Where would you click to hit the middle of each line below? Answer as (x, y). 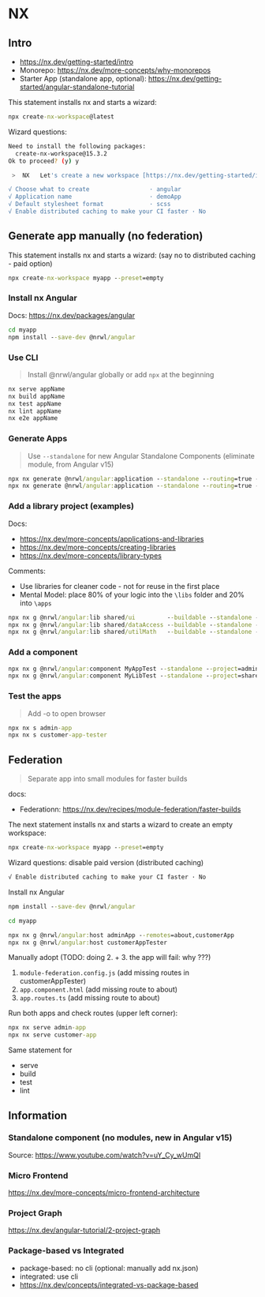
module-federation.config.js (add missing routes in (105, 973)
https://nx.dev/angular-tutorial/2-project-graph (84, 1230)
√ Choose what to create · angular (95, 189)
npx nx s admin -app (40, 728)
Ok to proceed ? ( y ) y (44, 161)
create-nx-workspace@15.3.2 (62, 154)
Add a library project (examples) (71, 506)
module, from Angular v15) (71, 464)
